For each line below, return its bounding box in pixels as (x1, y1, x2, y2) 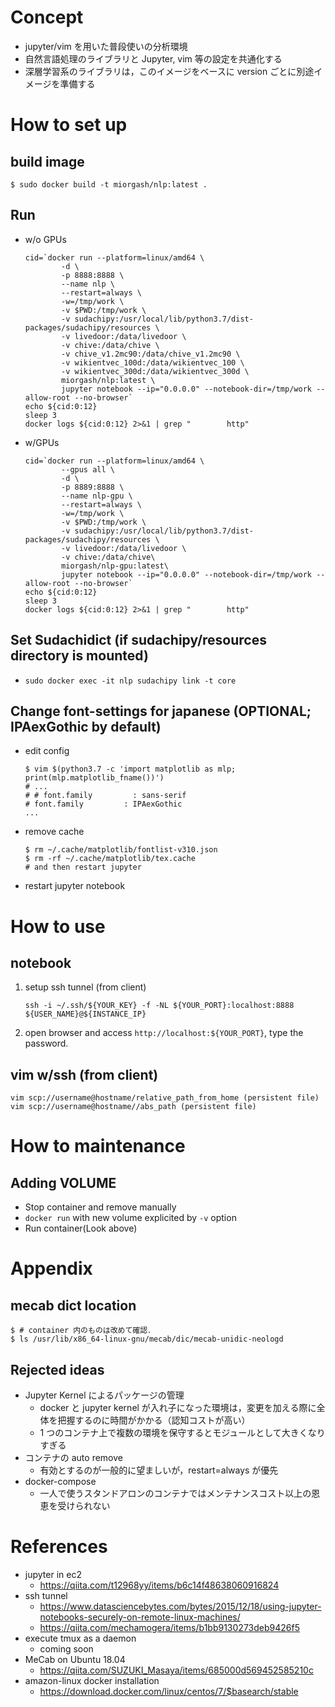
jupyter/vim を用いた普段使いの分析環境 (24, 40, 188, 52)
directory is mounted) (10, 647, 149, 665)
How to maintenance (10, 1135, 186, 1158)
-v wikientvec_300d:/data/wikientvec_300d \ (61, 366, 250, 376)
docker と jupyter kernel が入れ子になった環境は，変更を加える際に (39, 1402, 317, 1413)
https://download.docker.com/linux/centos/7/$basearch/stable (39, 1685, 299, 1697)
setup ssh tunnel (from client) (24, 981, 147, 993)
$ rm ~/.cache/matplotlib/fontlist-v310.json (24, 845, 218, 855)
